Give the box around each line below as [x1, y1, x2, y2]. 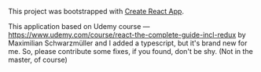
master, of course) [8, 55, 68, 64]
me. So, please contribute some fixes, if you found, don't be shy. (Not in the [8, 47, 253, 56]
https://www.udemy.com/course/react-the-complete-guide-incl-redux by [8, 31, 246, 39]
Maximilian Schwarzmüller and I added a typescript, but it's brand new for [8, 38, 248, 48]
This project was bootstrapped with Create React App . [8, 7, 185, 16]
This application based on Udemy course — [8, 22, 151, 31]
